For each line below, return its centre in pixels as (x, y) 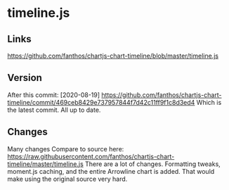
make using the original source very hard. (67, 179)
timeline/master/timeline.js (46, 164)
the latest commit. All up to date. (54, 110)
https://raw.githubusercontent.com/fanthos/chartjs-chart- (91, 156)
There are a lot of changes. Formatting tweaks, (153, 164)
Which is (209, 102)
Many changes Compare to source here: (66, 148)
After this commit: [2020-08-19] (54, 95)
